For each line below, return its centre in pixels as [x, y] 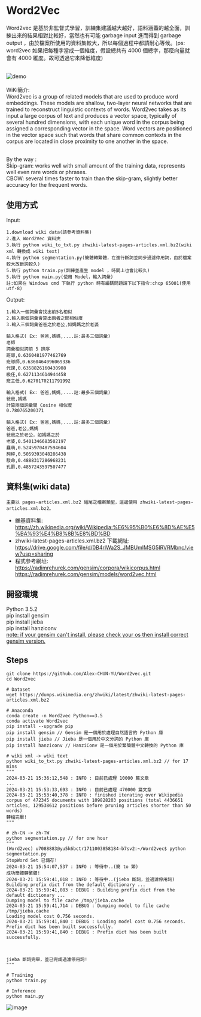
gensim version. [26, 641]
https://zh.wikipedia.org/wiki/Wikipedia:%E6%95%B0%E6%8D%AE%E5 [105, 527]
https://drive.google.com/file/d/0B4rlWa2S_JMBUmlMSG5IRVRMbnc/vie [104, 547]
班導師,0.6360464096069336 [38, 362]
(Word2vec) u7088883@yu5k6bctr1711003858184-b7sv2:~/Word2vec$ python [96, 849]
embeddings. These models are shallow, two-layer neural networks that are [99, 103]
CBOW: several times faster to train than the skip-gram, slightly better [92, 178]
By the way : [22, 159]
